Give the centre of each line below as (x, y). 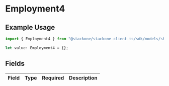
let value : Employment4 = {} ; (37, 48)
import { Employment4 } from (36, 39)
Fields (15, 64)
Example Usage (30, 27)
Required (53, 77)
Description (83, 77)
